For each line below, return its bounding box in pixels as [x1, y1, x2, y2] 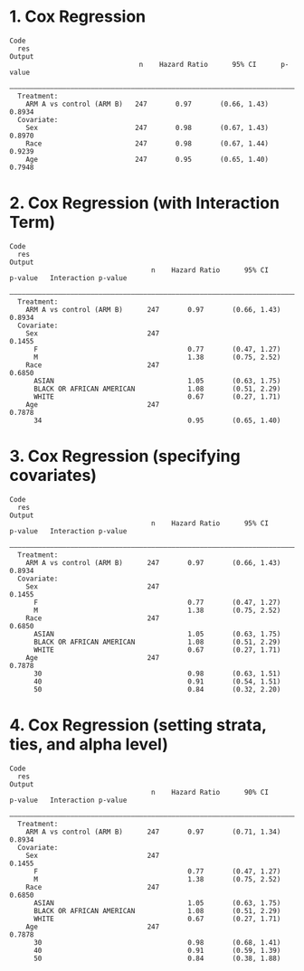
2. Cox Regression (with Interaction [9, 193, 280, 213]
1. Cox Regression [9, 6, 147, 27]
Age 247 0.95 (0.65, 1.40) [25, 155, 270, 164]
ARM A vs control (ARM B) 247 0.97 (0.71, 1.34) [25, 827, 281, 836]
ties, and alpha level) [9, 734, 169, 754]
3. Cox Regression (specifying [9, 446, 242, 467]
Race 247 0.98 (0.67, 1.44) [25, 138, 270, 148]
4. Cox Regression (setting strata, [9, 715, 267, 735]
